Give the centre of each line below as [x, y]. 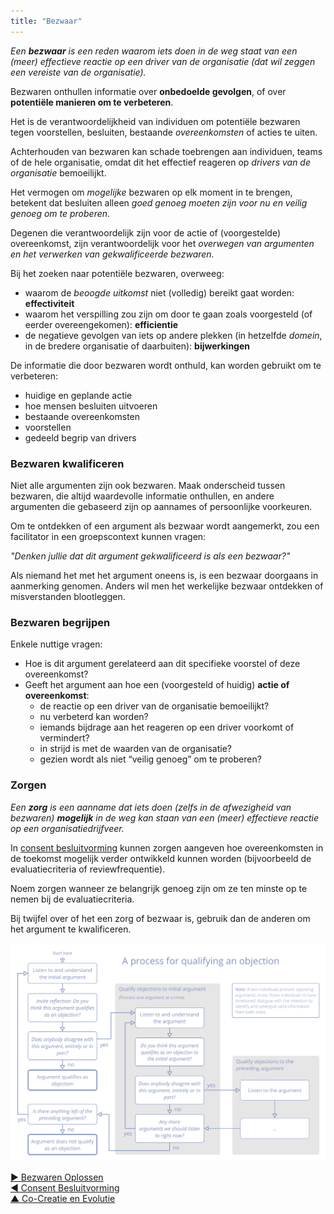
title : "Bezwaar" [46, 21]
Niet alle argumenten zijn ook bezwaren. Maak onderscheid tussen [148, 485]
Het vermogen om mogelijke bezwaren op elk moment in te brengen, [151, 192]
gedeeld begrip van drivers [80, 437]
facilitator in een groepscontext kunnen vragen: [108, 536]
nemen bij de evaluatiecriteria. [72, 899]
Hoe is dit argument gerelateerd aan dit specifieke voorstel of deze [162, 664]
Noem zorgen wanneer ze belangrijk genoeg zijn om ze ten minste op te [159, 888]
